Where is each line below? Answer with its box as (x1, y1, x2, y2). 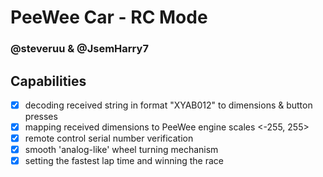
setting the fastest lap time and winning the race (24, 155, 224, 167)
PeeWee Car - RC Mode (10, 6, 208, 29)
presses (24, 110, 58, 122)
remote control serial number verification (24, 132, 194, 145)
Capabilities (10, 72, 87, 90)
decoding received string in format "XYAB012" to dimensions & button (24, 99, 313, 111)
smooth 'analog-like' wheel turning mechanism (24, 144, 219, 156)
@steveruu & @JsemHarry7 (10, 42, 149, 56)
